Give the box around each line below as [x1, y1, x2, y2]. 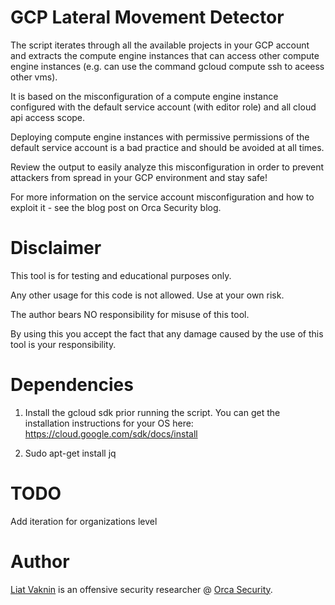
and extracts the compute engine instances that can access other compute [10, 49, 320, 61]
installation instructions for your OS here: [24, 417, 194, 429]
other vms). [10, 71, 58, 83]
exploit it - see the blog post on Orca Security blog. [10, 201, 222, 213]
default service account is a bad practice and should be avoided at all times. [10, 141, 325, 153]
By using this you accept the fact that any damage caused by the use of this [10, 327, 324, 340]
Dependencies [10, 374, 134, 396]
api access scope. [10, 111, 86, 123]
